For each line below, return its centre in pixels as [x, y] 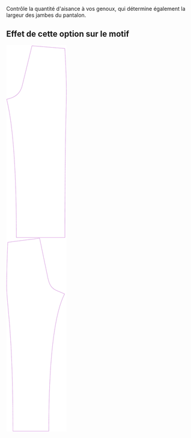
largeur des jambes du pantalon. [46, 15]
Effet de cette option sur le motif [68, 34]
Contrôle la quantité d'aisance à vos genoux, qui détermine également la [96, 9]
